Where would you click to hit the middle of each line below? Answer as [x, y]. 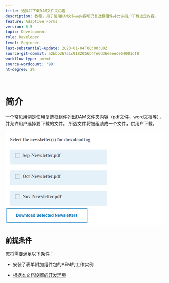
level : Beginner [22, 43]
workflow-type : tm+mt [28, 59]
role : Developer [22, 37]
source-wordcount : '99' [30, 64]
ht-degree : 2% [20, 69]
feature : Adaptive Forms [31, 21]
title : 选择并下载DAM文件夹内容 [35, 11]
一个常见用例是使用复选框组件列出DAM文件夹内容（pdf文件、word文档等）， [85, 117]
